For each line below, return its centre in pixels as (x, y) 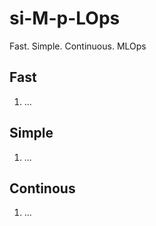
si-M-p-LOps (65, 18)
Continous (42, 188)
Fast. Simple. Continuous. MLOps (78, 46)
